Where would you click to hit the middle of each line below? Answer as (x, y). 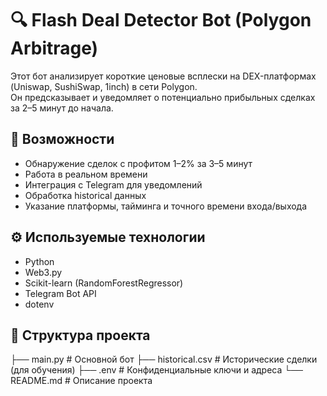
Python (39, 261)
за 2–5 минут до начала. (62, 108)
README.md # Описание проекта (81, 381)
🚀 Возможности (62, 139)
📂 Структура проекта (80, 335)
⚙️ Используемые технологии (108, 237)
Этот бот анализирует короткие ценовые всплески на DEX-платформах (163, 76)
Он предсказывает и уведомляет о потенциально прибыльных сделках (163, 97)
